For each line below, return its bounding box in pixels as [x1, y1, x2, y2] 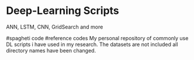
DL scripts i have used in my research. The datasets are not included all [6, 41, 178, 48]
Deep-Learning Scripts [6, 4, 120, 17]
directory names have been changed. [6, 47, 96, 54]
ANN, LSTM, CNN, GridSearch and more [6, 23, 103, 30]
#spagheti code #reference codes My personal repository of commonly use [6, 34, 189, 41]
